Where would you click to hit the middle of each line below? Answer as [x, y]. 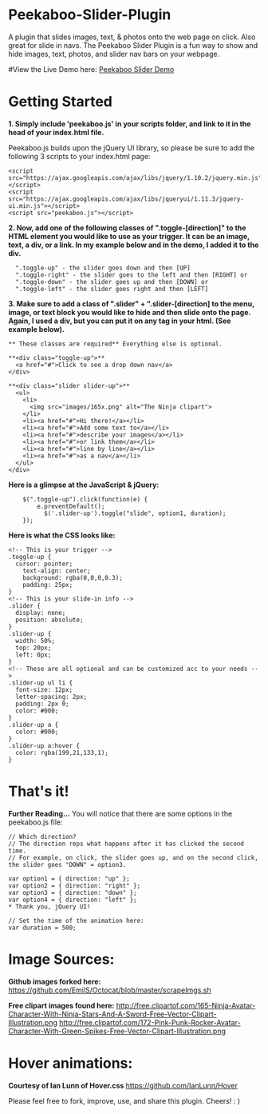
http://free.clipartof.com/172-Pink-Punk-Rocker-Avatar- [150, 1022]
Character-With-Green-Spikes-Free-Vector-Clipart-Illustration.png [117, 1031]
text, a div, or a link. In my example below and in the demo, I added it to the [134, 245]
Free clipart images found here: [61, 1005]
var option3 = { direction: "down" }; [73, 892]
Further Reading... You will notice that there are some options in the [120, 813]
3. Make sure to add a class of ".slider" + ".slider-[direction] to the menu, [132, 303]
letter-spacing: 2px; [51, 697]
